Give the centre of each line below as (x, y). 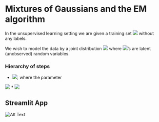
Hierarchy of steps (28, 66)
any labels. (16, 38)
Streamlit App (26, 103)
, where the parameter (39, 78)
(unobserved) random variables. (37, 53)
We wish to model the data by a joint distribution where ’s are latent (78, 48)
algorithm (25, 19)
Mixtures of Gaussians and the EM (76, 9)
